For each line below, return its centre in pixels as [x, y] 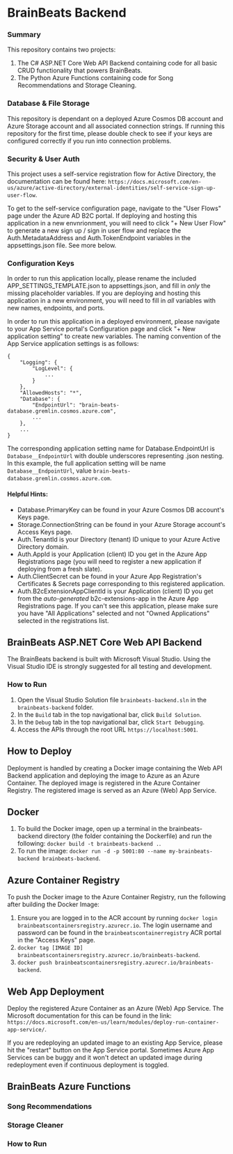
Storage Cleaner [35, 1125]
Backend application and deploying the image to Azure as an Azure [104, 775]
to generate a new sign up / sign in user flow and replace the [94, 230]
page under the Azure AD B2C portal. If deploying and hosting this [102, 216]
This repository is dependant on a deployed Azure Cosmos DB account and [115, 118]
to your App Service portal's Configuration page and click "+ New [102, 329]
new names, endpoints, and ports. [56, 308]
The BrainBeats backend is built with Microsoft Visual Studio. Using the [109, 659]
